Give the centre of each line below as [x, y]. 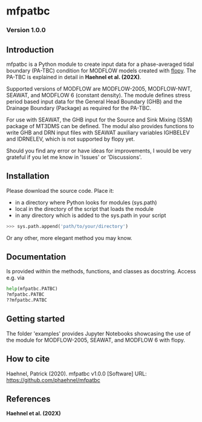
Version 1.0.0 [26, 30]
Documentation [36, 257]
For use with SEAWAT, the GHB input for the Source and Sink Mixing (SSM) [99, 120]
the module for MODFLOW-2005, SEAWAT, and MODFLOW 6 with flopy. [96, 340]
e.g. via [15, 278]
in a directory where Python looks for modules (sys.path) [86, 202]
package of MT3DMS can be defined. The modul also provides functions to [100, 126]
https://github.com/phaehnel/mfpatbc [54, 380]
